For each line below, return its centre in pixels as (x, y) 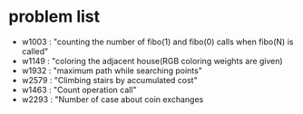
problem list (54, 17)
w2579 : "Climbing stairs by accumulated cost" (109, 80)
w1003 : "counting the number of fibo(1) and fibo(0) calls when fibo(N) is (157, 42)
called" (35, 51)
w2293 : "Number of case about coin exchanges (112, 99)
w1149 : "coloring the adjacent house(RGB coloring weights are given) (152, 61)
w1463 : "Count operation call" (79, 90)
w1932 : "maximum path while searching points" (112, 71)
